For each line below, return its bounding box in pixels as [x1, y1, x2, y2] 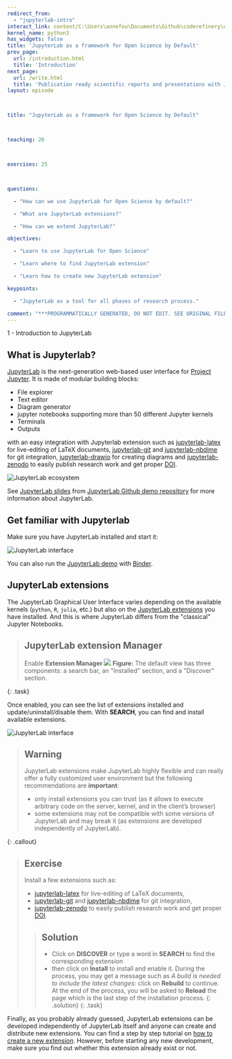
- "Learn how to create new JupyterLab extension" [13, 273, 162, 280]
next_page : [7, 68, 39, 75]
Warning [23, 749, 62, 761]
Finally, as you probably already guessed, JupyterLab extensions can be [7, 1015, 213, 1023]
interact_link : [7, 23, 51, 30]
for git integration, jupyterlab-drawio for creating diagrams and [7, 453, 186, 461]
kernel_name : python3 [7, 29, 70, 37]
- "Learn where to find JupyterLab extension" [13, 260, 150, 267]
